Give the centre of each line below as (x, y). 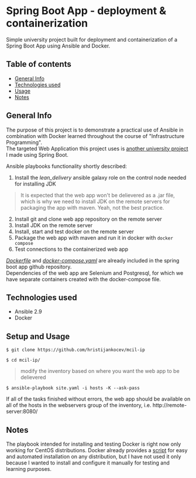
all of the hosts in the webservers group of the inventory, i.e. (79, 405)
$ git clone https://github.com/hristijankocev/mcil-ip (75, 350)
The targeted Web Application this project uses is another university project (97, 149)
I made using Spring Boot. (37, 154)
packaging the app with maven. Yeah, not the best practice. (92, 207)
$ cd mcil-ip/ (23, 360)
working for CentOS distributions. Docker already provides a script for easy (97, 450)
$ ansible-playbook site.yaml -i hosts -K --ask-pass (73, 388)
